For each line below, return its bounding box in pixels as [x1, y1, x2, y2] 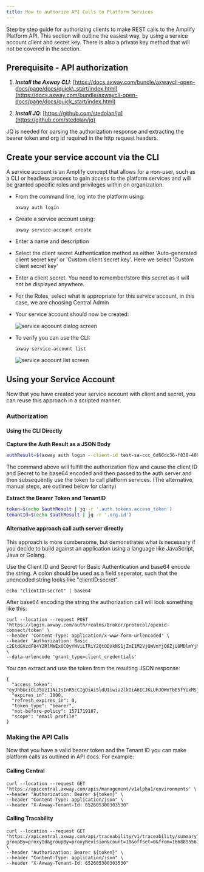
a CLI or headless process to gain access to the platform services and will [6, 174, 191, 182]
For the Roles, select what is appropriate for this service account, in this [15, 292, 195, 300]
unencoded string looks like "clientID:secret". [6, 576, 120, 583]
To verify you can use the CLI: [15, 334, 90, 342]
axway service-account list [15, 346, 86, 352]
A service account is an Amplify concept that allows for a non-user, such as [6, 168, 195, 176]
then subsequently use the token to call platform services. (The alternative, [6, 476, 194, 484]
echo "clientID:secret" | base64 [6, 588, 91, 594]
